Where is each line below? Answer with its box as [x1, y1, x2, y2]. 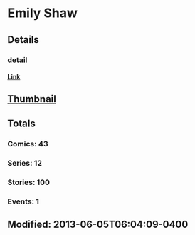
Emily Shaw [7, 5, 78, 21]
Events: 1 [7, 196, 39, 206]
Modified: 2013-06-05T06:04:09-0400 [7, 218, 189, 230]
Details [7, 34, 39, 46]
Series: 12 [7, 158, 43, 168]
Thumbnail [7, 93, 57, 105]
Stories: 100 [7, 177, 51, 187]
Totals [7, 117, 36, 129]
